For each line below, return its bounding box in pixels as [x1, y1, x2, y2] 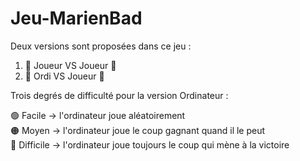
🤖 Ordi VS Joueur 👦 [24, 70, 105, 82]
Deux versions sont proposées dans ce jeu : [10, 40, 192, 52]
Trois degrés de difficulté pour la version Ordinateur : [10, 89, 229, 101]
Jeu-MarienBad [10, 7, 143, 30]
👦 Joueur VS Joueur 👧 [24, 59, 117, 71]
